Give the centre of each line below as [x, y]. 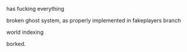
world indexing [25, 32]
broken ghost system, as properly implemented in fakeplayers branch [94, 20]
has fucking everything [35, 9]
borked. [16, 44]
